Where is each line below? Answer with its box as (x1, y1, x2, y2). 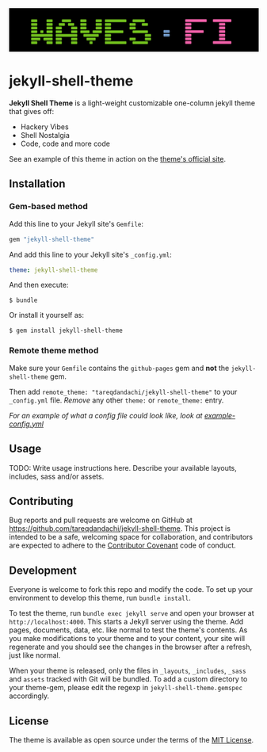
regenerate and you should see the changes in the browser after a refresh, (9, 642, 253, 652)
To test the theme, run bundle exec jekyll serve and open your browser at (9, 609, 254, 618)
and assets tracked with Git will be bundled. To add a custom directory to (9, 674, 248, 684)
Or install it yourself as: (9, 311, 84, 320)
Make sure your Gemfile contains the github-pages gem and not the (9, 363, 230, 372)
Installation (9, 178, 66, 191)
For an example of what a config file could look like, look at (9, 410, 203, 420)
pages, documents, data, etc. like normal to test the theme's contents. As (9, 625, 248, 635)
